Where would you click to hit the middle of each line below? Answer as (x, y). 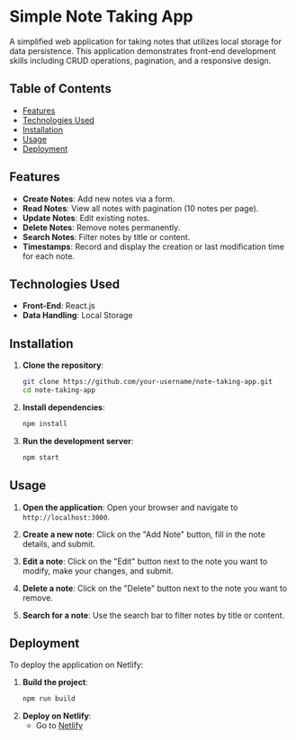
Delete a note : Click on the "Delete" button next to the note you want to (155, 588)
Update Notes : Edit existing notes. (86, 218)
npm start (41, 457)
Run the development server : (78, 441)
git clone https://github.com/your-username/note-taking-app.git (147, 382)
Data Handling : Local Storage (77, 316)
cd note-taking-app (59, 390)
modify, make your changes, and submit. (98, 571)
